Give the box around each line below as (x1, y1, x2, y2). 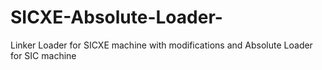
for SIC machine (10, 49, 77, 61)
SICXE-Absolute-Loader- (10, 6, 223, 29)
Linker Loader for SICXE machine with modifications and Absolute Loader (10, 39, 313, 51)
